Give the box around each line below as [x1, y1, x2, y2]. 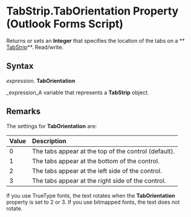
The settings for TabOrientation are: [6, 122, 97, 129]
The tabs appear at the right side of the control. [32, 177, 166, 185]
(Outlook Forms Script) [6, 17, 124, 31]
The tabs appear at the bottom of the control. [32, 157, 160, 165]
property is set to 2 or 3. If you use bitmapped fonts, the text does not [6, 198, 180, 206]
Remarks [6, 106, 41, 117]
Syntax [6, 61, 34, 71]
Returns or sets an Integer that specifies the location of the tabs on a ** [6, 37, 186, 44]
